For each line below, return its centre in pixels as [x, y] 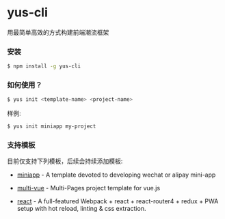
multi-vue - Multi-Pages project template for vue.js [89, 188]
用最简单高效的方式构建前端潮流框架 [58, 32]
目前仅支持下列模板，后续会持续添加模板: [65, 161]
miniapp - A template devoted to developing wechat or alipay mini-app [116, 175]
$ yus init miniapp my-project [52, 127]
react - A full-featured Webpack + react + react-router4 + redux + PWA [118, 201]
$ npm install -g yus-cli [44, 66]
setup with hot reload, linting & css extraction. [81, 209]
